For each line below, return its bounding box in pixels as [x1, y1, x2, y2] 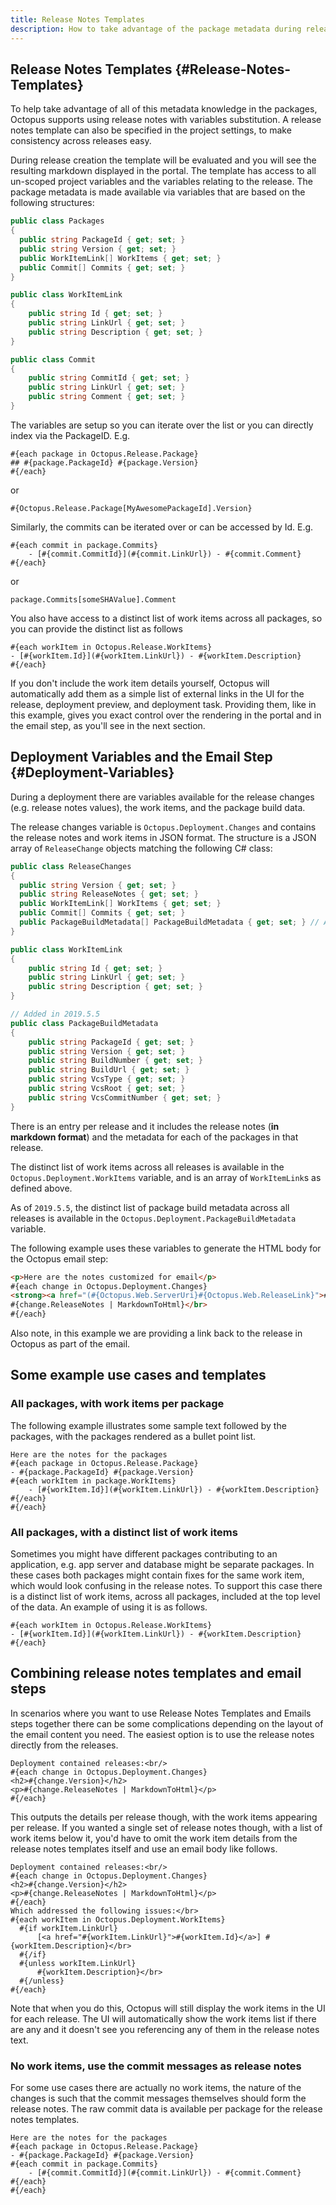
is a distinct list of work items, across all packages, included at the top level [10, 1590, 321, 1602]
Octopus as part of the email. [10, 1338, 131, 1350]
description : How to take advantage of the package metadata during [10, 24, 302, 34]
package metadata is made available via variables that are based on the [10, 186, 306, 198]
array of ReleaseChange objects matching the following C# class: [10, 842, 273, 854]
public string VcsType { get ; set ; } [28, 1074, 186, 1085]
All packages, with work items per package [10, 1397, 225, 1411]
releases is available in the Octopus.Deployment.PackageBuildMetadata [10, 1212, 297, 1224]
